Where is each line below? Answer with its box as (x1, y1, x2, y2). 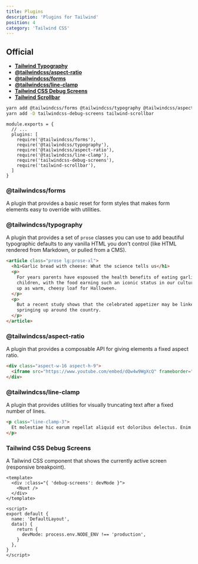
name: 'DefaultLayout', (11, 516, 70, 522)
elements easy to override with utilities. (6, 206, 101, 213)
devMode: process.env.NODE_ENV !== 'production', (21, 532, 146, 538)
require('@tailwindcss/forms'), (16, 137, 96, 142)
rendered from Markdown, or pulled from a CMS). (6, 247, 127, 254)
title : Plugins (6, 8, 44, 15)
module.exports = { (6, 121, 54, 127)
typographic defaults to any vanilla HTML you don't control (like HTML (6, 240, 177, 247)
